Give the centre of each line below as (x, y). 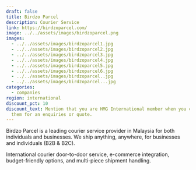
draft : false (22, 11)
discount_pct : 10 (27, 103)
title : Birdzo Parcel (32, 17)
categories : (20, 87)
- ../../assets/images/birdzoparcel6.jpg (62, 71)
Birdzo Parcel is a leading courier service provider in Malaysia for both (90, 131)
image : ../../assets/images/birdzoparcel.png (62, 33)
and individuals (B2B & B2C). (41, 143)
